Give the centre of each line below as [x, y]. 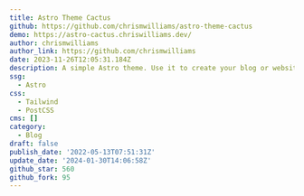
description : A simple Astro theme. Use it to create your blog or [139, 69]
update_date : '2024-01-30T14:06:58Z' [81, 160]
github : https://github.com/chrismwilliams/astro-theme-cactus [131, 26]
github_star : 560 [42, 169]
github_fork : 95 [40, 177]
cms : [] [24, 118]
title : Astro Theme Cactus [60, 18]
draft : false [34, 144]
